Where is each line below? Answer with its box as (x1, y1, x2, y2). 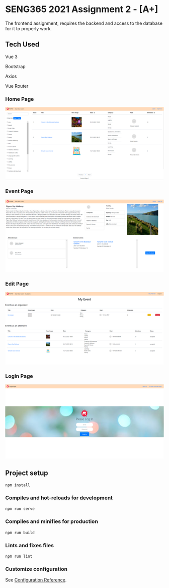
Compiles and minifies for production (5, 518, 98, 525)
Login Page (5, 372, 34, 379)
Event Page (5, 188, 34, 195)
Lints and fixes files (5, 542, 54, 549)
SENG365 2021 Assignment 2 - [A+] (5, 4, 158, 15)
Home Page (5, 95, 34, 102)
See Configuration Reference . (5, 577, 67, 583)
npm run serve (5, 506, 35, 511)
